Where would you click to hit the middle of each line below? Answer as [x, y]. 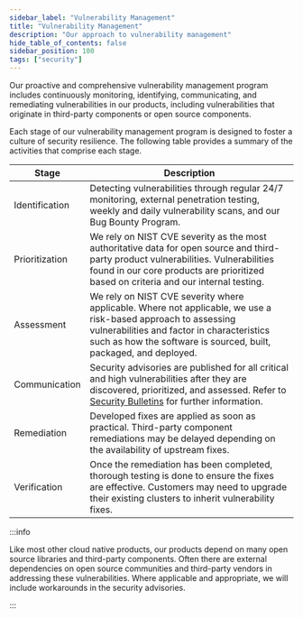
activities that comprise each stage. [76, 151]
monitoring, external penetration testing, [174, 199]
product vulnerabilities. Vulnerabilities [194, 259]
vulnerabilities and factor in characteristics [180, 330]
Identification [42, 205]
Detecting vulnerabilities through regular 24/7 [187, 188]
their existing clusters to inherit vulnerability [182, 498]
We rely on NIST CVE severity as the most [179, 237]
